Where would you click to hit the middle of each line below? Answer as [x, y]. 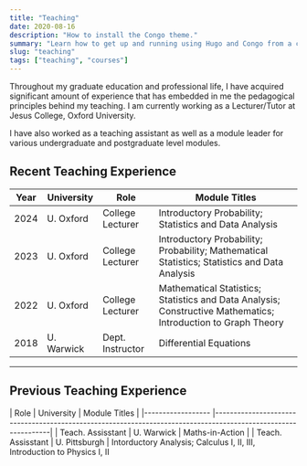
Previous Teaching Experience [98, 391]
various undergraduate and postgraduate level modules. [115, 143]
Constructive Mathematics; [217, 311]
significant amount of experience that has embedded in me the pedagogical [152, 96]
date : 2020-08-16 [42, 26]
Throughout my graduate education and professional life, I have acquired [147, 86]
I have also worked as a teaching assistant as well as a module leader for [147, 133]
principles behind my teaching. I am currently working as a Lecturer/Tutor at [153, 106]
